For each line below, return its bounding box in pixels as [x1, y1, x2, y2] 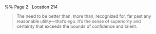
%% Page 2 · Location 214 [4, 4, 58, 10]
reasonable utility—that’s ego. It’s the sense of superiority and [16, 19, 141, 24]
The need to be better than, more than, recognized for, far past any [16, 13, 152, 19]
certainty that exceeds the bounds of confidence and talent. [16, 23, 137, 29]
